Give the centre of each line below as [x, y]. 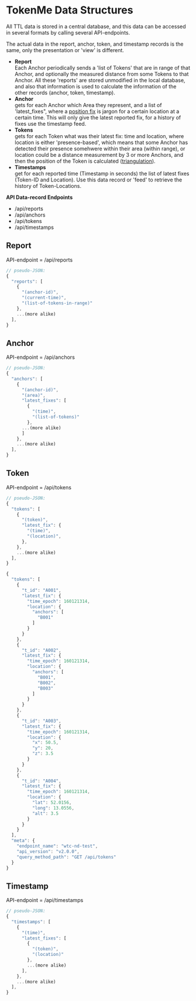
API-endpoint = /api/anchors [40, 357]
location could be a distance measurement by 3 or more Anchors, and [99, 155]
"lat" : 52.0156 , [52, 803]
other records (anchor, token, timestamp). [65, 92]
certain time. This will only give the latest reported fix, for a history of [98, 117]
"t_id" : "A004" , [41, 781]
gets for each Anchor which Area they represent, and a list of [88, 105]
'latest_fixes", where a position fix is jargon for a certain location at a [97, 111]
